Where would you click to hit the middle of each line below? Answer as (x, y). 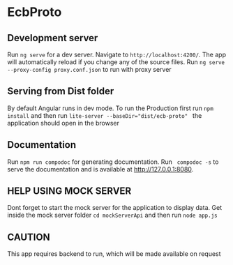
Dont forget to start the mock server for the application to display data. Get (115, 208)
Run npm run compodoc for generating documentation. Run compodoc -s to (113, 162)
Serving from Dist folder (61, 91)
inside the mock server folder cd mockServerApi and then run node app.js (112, 215)
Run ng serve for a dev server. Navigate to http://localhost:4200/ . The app (117, 54)
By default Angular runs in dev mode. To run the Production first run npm (111, 108)
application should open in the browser (63, 123)
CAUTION (29, 237)
